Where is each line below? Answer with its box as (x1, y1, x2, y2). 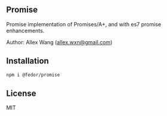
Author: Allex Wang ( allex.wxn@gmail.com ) (6, 38, 113, 45)
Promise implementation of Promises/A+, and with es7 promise (6, 20, 162, 28)
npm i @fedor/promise (6, 72, 60, 78)
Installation (6, 56, 49, 66)
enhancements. (6, 27, 45, 34)
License (6, 88, 37, 98)
